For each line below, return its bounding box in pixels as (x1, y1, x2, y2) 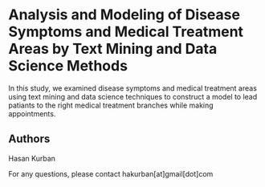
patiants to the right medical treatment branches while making (8, 100, 214, 110)
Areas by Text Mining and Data (8, 40, 218, 58)
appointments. (8, 108, 56, 118)
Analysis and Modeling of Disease (8, 6, 241, 24)
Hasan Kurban (8, 153, 56, 163)
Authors (8, 132, 51, 146)
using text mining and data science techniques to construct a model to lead (8, 91, 258, 101)
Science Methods (8, 57, 128, 75)
